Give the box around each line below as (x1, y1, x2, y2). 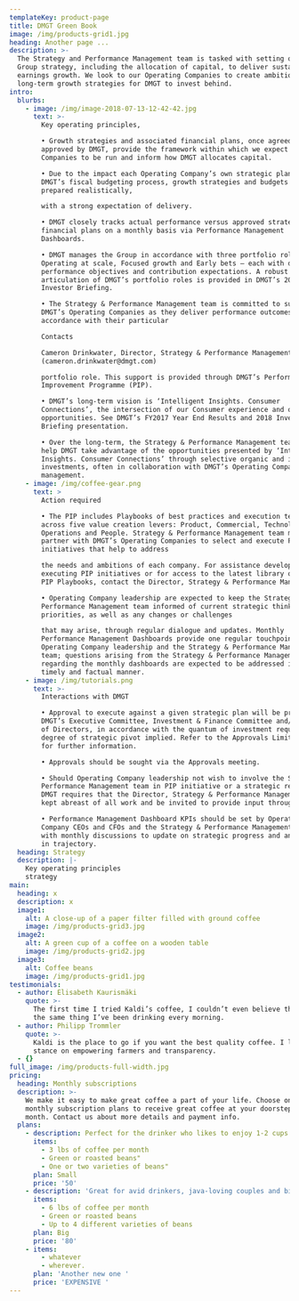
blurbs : (17, 95, 46, 105)
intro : (9, 87, 34, 96)
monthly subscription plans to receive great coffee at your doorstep (25, 1104, 293, 1113)
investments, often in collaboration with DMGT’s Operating (41, 463, 269, 472)
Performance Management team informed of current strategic (41, 602, 269, 610)
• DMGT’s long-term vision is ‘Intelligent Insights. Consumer (41, 397, 280, 406)
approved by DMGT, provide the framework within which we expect (41, 145, 289, 154)
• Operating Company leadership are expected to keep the (41, 594, 261, 602)
